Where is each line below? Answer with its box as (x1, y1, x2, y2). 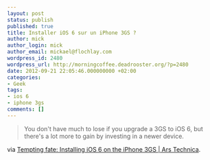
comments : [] (7, 106, 45, 113)
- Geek (7, 80, 26, 87)
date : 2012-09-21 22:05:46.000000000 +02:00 (7, 67, 137, 74)
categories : (7, 73, 41, 81)
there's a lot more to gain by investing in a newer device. (23, 132, 184, 140)
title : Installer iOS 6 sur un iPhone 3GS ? (7, 29, 137, 36)
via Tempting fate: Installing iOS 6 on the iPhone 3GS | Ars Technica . (7, 145, 201, 153)
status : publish (7, 16, 54, 23)
